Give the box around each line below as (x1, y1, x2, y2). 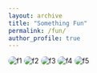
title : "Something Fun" (8, 19, 88, 27)
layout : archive (8, 11, 63, 20)
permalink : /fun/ (8, 26, 67, 34)
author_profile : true (8, 34, 81, 43)
